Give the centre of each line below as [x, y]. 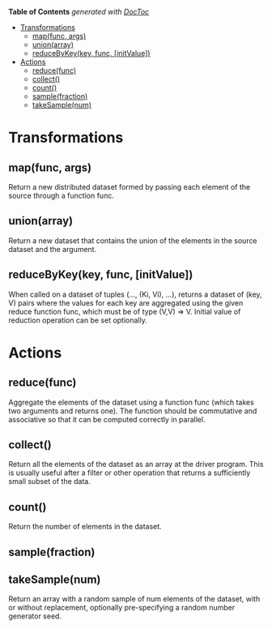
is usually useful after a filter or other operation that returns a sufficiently [130, 473]
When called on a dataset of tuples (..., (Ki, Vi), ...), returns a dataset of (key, [135, 294]
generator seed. [35, 616]
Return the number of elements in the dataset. [85, 527]
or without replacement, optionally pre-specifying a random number [122, 608]
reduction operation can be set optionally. [78, 320]
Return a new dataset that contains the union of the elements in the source [133, 240]
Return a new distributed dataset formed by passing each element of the [130, 187]
